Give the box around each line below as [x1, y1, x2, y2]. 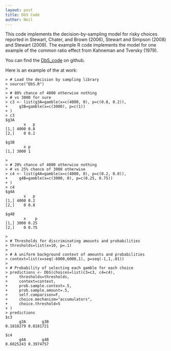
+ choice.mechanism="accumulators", [5, 297, 93, 302]
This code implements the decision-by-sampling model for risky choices [5, 31, 158, 37]
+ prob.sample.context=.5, [5, 283, 72, 288]
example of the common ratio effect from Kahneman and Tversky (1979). [5, 47, 158, 54]
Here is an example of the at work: [5, 67, 78, 73]
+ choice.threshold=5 [5, 301, 60, 306]
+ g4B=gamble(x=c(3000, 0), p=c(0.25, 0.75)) [5, 176, 113, 181]
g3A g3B [18, 319, 50, 324]
